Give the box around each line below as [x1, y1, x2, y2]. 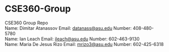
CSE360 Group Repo [5, 20, 49, 26]
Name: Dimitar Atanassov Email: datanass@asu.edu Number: [5, 25, 132, 31]
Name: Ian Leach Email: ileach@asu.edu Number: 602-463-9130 [5, 36, 140, 42]
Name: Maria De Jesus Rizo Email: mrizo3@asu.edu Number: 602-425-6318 [5, 41, 164, 47]
